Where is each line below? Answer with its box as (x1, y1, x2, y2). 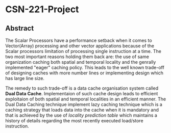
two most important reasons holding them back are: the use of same (5, 54, 150, 60)
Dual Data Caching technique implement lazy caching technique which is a (5, 101, 162, 108)
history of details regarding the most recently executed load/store (5, 118, 144, 123)
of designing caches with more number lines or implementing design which (5, 70, 164, 76)
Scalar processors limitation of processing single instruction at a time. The (5, 48, 162, 54)
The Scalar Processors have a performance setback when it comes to (5, 37, 152, 43)
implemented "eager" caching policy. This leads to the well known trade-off (5, 65, 164, 70)
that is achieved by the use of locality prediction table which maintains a (5, 112, 157, 118)
